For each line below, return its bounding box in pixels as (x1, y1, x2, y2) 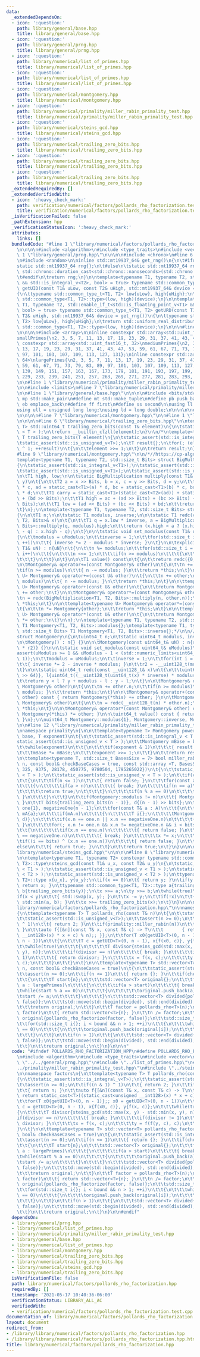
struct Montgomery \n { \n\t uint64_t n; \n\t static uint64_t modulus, (17, 634, 185, 640)
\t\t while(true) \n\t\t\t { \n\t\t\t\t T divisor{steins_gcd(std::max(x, (17, 944, 193, 949)
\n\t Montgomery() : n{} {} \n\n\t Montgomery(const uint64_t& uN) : (17, 639, 185, 645)
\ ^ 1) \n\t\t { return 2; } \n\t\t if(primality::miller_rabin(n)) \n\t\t (17, 922, 196, 927)
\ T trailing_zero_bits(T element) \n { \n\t (17, 435, 124, 441)
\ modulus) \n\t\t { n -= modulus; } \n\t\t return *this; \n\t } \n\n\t (17, 578, 185, 584)
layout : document (6, 1320, 49, 1325)
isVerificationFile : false (11, 1275, 79, 1281)
